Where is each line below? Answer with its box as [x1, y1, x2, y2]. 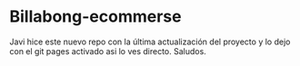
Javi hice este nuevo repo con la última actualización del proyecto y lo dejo [9, 36, 291, 47]
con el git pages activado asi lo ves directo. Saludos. [9, 45, 206, 56]
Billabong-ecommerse [9, 6, 182, 27]
